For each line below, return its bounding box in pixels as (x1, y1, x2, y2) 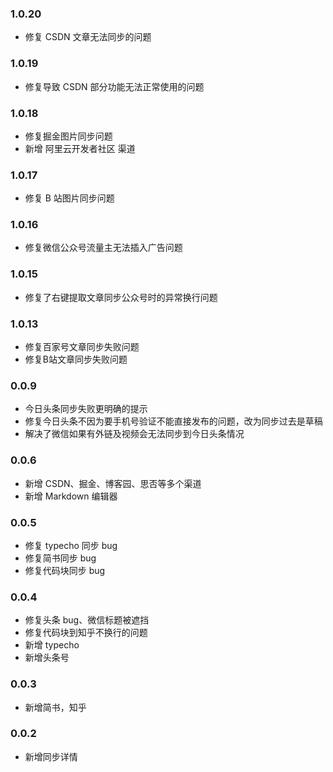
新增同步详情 (24, 750, 78, 762)
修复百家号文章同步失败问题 (24, 341, 140, 353)
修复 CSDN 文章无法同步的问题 (24, 31, 152, 43)
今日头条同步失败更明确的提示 (24, 403, 148, 415)
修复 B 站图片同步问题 (24, 192, 115, 204)
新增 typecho (24, 639, 80, 651)
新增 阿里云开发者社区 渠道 (24, 142, 136, 154)
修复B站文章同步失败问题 (24, 353, 128, 366)
